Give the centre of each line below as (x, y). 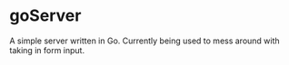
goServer (45, 16)
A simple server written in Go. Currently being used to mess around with (144, 41)
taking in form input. (47, 50)
